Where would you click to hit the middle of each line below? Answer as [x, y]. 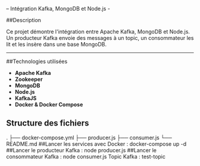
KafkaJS [26, 98]
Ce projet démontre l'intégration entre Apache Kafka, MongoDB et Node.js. [98, 32]
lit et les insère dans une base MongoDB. [57, 44]
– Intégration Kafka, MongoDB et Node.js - [58, 9]
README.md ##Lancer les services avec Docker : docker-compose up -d [96, 144]
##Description [24, 20]
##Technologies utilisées [37, 61]
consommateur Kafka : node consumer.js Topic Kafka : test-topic [86, 156]
